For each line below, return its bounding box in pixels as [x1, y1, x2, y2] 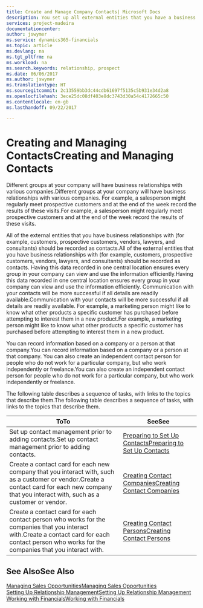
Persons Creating [123, 527, 171, 535]
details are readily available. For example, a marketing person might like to [6, 302, 191, 310]
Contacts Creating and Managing [6, 149, 174, 162]
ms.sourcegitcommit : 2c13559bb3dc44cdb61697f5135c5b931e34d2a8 [6, 88, 169, 94]
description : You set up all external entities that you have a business [6, 15, 196, 21]
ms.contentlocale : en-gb [6, 99, 69, 105]
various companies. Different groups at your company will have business [6, 188, 186, 195]
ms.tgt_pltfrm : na [6, 54, 53, 60]
